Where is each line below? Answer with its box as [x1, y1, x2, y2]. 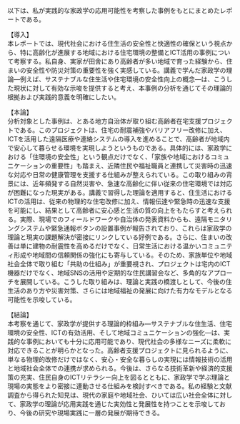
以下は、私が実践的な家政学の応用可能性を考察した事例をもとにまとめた [7, 6, 220, 14]
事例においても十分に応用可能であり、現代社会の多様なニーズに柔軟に [26, 338, 232, 345]
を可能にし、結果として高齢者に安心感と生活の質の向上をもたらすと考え [7, 206, 220, 214]
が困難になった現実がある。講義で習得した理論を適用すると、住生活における [7, 188, 233, 196]
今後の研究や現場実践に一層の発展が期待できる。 [19, 409, 164, 417]
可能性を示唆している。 [7, 296, 76, 303]
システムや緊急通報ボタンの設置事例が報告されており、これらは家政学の [19, 224, 232, 232]
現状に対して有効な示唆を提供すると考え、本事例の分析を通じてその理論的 [13, 84, 233, 92]
